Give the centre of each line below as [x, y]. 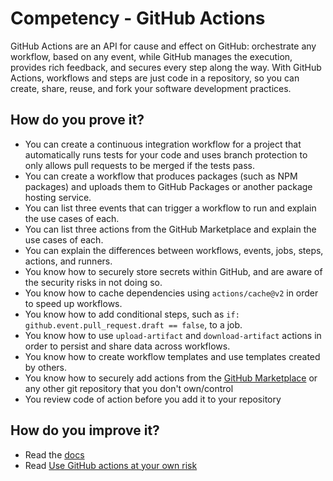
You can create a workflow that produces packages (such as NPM [161, 176]
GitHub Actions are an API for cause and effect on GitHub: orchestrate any [163, 46]
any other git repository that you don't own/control [129, 388]
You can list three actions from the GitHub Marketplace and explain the [170, 229]
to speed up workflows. [73, 303]
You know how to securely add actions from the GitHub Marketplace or [171, 378]
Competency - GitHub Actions [138, 18]
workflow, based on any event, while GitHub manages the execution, [151, 56]
